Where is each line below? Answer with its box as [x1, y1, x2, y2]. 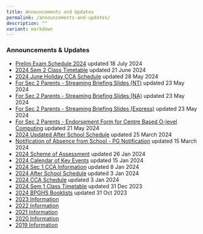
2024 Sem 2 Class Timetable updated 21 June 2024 [15, 66, 146, 74]
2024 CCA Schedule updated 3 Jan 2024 [15, 176, 119, 183]
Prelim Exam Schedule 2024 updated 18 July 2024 [15, 60, 143, 67]
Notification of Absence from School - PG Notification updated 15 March [15, 137, 197, 145]
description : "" [6, 20, 48, 26]
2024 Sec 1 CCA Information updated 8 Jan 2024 [15, 163, 140, 170]
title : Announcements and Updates [6, 9, 94, 15]
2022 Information [15, 202, 59, 209]
